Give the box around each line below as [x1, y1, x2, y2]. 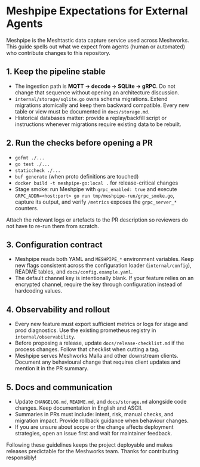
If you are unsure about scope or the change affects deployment [14, 423, 174, 431]
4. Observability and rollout [6, 305, 110, 315]
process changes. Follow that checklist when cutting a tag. [14, 346, 160, 353]
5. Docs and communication [6, 382, 113, 392]
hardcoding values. [14, 287, 63, 294]
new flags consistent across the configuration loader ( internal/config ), [14, 262, 192, 269]
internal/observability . [14, 333, 76, 340]
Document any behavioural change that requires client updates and [14, 358, 181, 365]
